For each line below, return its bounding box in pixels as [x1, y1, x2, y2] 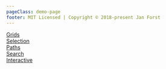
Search [6, 50, 24, 57]
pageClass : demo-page [6, 8, 61, 15]
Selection [6, 37, 30, 44]
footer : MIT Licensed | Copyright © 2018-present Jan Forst [6, 14, 161, 20]
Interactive [6, 56, 33, 64]
